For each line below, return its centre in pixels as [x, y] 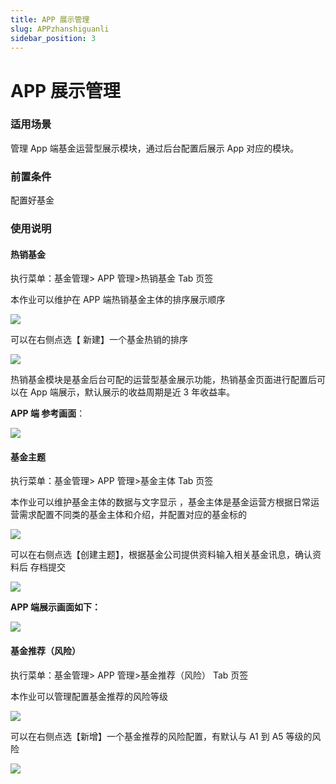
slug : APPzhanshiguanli [60, 29]
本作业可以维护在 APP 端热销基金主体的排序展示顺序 [118, 300]
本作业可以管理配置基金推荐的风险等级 [89, 696]
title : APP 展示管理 [50, 19]
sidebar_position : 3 [53, 38]
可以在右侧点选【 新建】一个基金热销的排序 [99, 340]
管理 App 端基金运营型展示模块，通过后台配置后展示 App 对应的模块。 [155, 148]
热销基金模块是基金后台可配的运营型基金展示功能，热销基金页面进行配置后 [163, 380]
